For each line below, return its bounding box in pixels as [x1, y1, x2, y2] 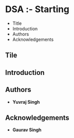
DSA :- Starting [5, 4, 69, 15]
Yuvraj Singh [12, 99, 40, 105]
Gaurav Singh [12, 127, 41, 133]
